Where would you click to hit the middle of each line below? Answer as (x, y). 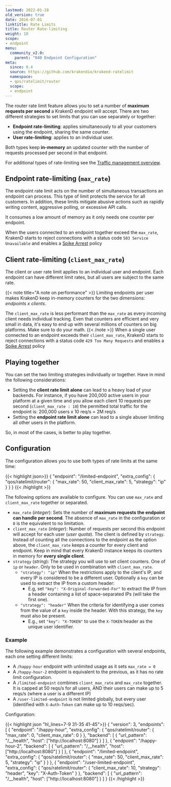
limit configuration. (32, 677)
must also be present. (43, 615)
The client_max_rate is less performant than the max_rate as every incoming (86, 313)
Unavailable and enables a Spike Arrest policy (54, 243)
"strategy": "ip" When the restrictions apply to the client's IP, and (91, 572)
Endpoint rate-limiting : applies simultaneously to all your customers (84, 126)
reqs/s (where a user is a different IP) (52, 694)
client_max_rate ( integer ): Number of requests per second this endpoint (89, 528)
